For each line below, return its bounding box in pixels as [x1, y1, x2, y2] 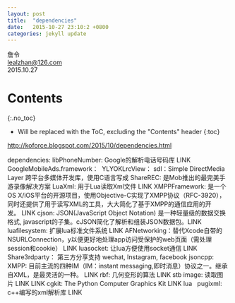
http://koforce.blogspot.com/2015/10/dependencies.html [7, 141, 172, 150]
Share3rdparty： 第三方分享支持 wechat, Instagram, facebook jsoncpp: [7, 253, 214, 261]
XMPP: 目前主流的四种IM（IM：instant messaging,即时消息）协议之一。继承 [7, 262, 228, 271]
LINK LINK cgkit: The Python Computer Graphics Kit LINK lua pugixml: [15, 280, 222, 288]
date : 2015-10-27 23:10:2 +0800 [7, 23, 109, 30]
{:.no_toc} [7, 114, 36, 122]
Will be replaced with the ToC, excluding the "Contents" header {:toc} [17, 128, 220, 136]
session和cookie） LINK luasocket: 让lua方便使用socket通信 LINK [7, 244, 198, 253]
